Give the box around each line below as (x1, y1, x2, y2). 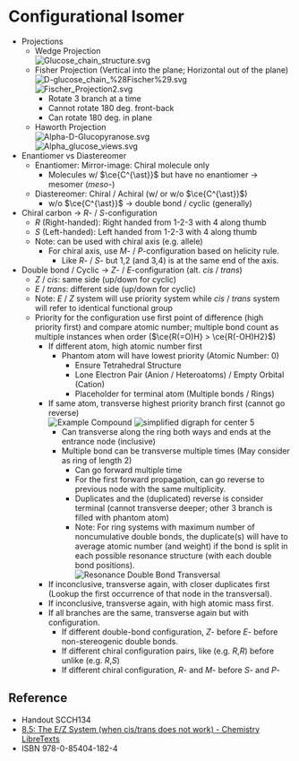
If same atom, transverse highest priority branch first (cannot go (47, 397, 286, 409)
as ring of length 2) (61, 454, 132, 465)
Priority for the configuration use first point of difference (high (34, 312, 264, 323)
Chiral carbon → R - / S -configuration (21, 207, 158, 218)
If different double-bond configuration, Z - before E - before (61, 626, 278, 637)
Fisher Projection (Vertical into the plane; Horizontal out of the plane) (34, 65, 289, 75)
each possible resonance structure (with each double (74, 549, 272, 561)
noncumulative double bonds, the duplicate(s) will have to (74, 531, 288, 541)
